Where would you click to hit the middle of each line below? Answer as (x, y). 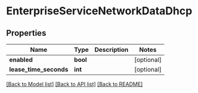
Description (112, 50)
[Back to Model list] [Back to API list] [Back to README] (75, 84)
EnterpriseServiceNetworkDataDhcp (99, 11)
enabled (21, 60)
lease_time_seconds (39, 69)
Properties (26, 33)
